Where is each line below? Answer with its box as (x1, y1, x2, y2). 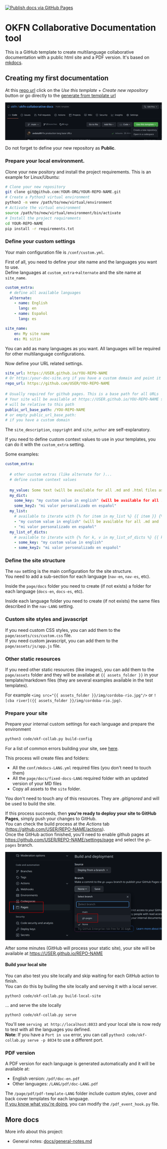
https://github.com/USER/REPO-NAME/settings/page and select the (5, 837, 144, 843)
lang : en (18, 306, 37, 311)
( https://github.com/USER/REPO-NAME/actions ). (5, 826, 105, 832)
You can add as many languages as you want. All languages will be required (5, 345, 161, 351)
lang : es (18, 316, 37, 321)
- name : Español (14, 311, 48, 316)
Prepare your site (5, 709, 48, 716)
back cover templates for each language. (5, 1096, 89, 1102)
